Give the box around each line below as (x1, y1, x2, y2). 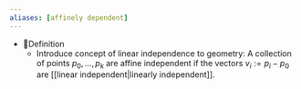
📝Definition (22, 38, 66, 49)
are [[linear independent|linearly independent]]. (36, 69, 216, 80)
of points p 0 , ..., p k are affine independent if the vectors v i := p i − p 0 (36, 57, 290, 71)
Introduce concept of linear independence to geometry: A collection (36, 47, 292, 59)
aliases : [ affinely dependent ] (9, 13, 129, 23)
